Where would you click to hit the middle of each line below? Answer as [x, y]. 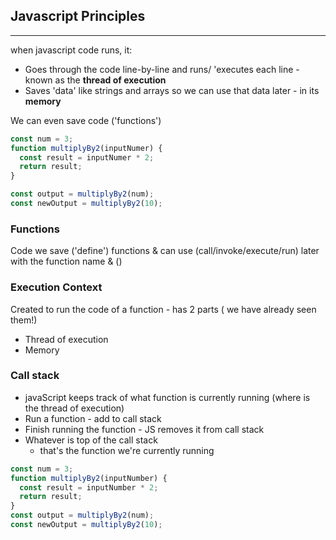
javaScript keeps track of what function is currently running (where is [167, 397]
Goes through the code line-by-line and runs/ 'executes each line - [162, 69]
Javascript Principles [78, 16]
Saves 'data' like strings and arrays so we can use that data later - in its [172, 90]
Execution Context [56, 287]
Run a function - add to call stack [93, 418]
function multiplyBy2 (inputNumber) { [89, 478]
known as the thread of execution [95, 80]
